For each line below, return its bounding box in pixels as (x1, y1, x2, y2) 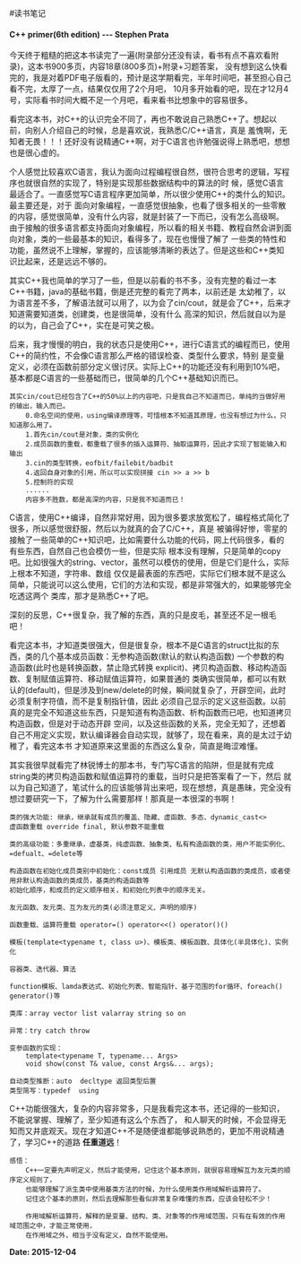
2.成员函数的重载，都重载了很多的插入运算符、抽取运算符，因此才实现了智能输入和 (25, 440, 287, 449)
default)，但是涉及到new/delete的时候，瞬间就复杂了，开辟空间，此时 (28, 685, 287, 696)
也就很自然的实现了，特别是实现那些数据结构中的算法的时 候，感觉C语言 (16, 177, 285, 188)
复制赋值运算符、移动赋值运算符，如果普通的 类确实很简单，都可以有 (24, 673, 279, 684)
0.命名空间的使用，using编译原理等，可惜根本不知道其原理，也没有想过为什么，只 (25, 411, 287, 420)
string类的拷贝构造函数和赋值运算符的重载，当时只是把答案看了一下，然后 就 (9, 771, 292, 782)
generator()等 (9, 991, 61, 1001)
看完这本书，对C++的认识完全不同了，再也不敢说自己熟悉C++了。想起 (9, 114, 270, 125)
